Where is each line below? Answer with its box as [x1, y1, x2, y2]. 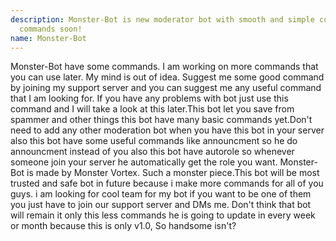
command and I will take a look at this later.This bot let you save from [10, 103, 295, 115]
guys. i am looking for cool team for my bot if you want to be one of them [10, 188, 312, 200]
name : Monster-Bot [10, 33, 87, 43]
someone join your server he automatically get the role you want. [10, 156, 278, 168]
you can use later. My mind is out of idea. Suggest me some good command [10, 71, 325, 83]
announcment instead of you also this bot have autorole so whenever [10, 146, 295, 158]
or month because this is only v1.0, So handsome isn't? [10, 220, 237, 232]
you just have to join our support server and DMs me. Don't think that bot [10, 199, 312, 211]
